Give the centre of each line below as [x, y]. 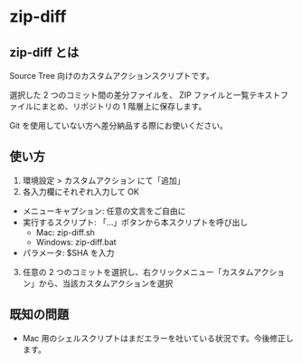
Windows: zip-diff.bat [76, 242]
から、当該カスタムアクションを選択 [106, 283]
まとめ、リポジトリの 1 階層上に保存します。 [123, 106]
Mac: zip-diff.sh [65, 232]
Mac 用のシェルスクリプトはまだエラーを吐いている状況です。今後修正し [158, 338]
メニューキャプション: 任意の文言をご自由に [104, 211]
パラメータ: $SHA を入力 [68, 253]
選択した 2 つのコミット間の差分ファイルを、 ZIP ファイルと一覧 [129, 95]
